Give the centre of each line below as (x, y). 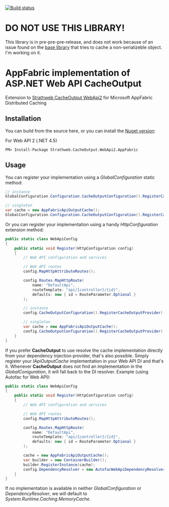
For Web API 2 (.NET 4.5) (31, 140)
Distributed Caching (26, 103)
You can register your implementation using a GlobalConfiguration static (80, 177)
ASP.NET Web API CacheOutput (73, 84)
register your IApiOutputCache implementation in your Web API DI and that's (84, 361)
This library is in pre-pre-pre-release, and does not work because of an (79, 42)
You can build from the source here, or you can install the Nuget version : (80, 131)
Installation (23, 119)
